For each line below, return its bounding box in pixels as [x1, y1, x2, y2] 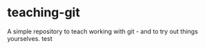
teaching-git [7, 5, 81, 20]
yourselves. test [7, 34, 53, 42]
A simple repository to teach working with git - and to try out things [7, 27, 198, 35]
